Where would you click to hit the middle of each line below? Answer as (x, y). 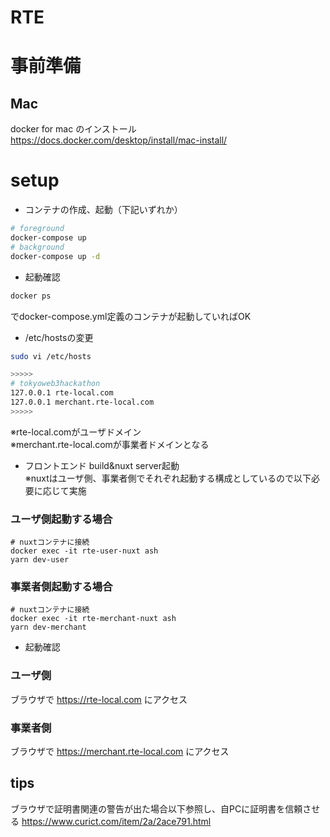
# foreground (37, 229)
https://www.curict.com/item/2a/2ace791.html (116, 821)
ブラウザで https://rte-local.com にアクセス (99, 699)
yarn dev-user (40, 560)
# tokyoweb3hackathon (55, 384)
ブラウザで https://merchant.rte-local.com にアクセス (120, 751)
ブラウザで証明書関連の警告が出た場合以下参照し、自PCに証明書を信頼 (156, 808)
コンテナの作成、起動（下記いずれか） (103, 210)
